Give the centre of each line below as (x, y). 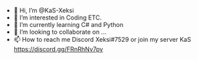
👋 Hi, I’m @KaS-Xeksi (44, 10)
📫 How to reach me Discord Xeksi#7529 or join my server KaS (102, 39)
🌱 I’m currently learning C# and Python (69, 25)
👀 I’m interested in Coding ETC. (58, 18)
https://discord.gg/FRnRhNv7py (58, 49)
